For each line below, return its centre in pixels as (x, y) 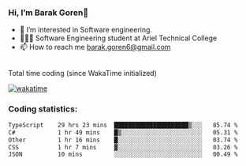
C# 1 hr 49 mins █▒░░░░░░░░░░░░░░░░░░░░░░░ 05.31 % (123, 132)
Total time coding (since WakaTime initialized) (83, 73)
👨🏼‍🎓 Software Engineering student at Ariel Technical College (118, 38)
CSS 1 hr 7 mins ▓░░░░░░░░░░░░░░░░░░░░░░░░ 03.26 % (123, 147)
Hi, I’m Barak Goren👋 (48, 13)
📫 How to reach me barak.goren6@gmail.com (95, 47)
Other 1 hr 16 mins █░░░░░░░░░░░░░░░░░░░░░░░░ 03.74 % (123, 140)
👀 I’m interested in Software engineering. (86, 30)
